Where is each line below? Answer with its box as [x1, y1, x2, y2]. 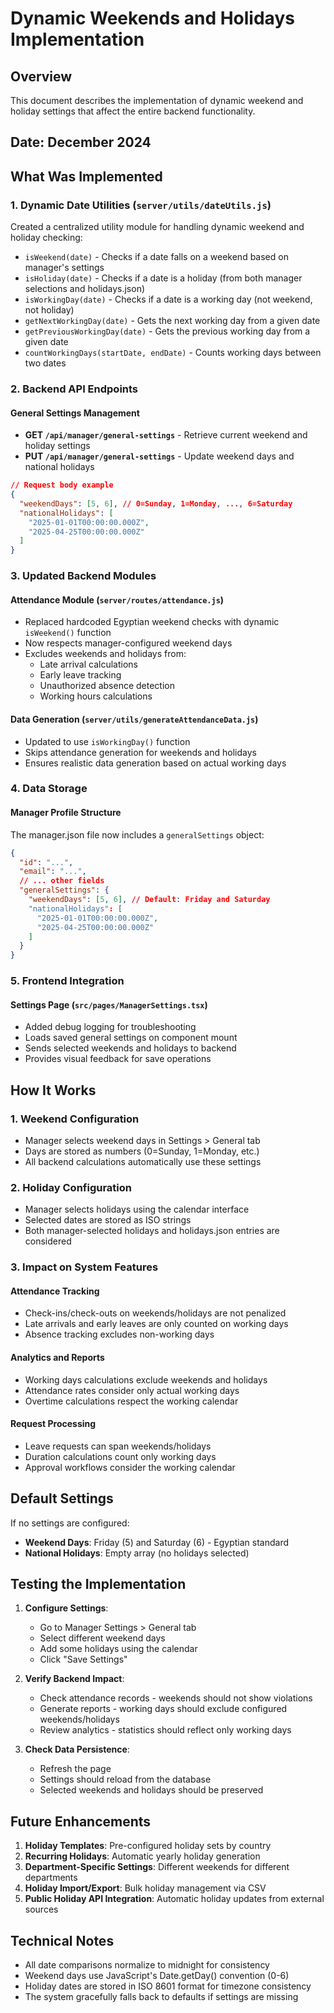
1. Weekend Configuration [10, 1112, 140, 1126]
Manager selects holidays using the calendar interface [24, 1203, 250, 1216]
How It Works [10, 1082, 97, 1099]
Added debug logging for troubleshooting [24, 1021, 197, 1033]
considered [24, 1235, 72, 1247]
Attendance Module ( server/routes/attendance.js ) [10, 593, 225, 606]
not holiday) [24, 304, 75, 316]
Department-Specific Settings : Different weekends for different [24, 1861, 290, 1873]
